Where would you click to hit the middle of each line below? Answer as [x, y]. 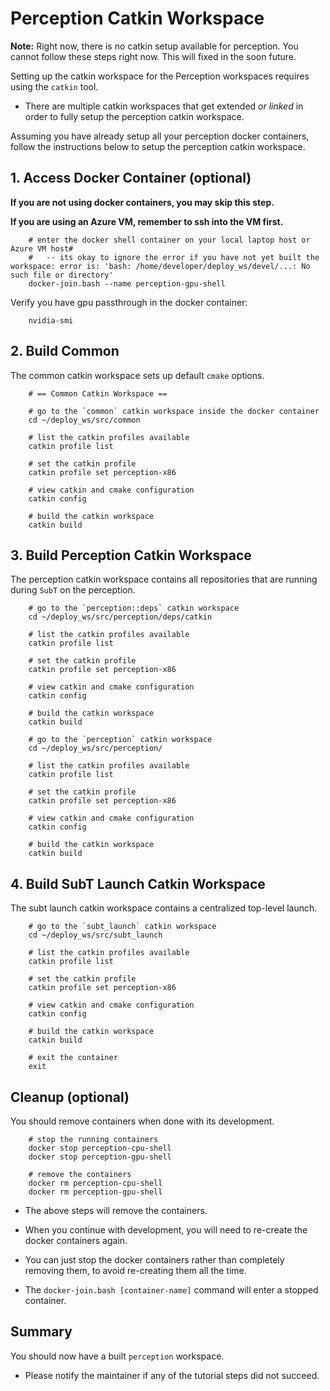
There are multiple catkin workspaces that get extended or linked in [164, 106]
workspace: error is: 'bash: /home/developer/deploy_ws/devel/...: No [160, 266]
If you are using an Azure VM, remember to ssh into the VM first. [147, 221]
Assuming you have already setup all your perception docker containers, [160, 136]
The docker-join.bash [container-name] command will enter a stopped [171, 1290]
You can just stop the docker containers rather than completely [154, 1260]
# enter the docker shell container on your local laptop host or [169, 240]
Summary [41, 1332]
